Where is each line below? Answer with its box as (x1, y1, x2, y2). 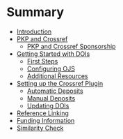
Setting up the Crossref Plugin (16, 79, 104, 87)
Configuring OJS (26, 64, 76, 73)
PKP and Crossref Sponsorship (26, 42, 116, 50)
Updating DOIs (26, 101, 69, 110)
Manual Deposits (26, 94, 76, 102)
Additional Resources (26, 71, 88, 80)
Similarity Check (16, 124, 64, 132)
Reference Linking (16, 109, 69, 117)
